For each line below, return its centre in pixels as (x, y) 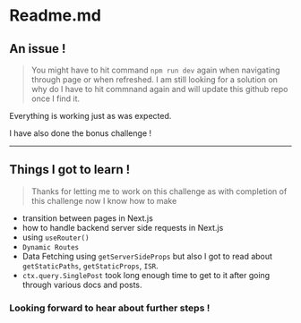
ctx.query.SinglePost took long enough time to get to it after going (146, 275)
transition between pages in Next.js (88, 218)
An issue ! (38, 49)
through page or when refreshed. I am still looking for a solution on (154, 80)
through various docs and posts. (82, 285)
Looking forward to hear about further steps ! (110, 308)
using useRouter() (56, 237)
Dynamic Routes (51, 247)
